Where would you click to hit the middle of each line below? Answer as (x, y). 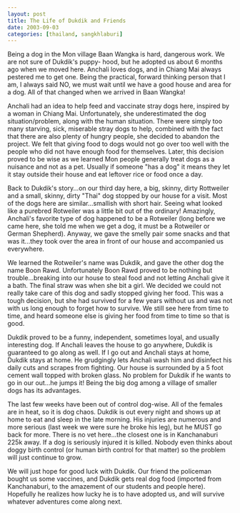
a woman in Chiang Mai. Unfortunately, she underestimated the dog (107, 114)
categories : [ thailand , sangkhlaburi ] (65, 34)
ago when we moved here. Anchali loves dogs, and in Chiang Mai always (115, 69)
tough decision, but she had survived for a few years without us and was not (120, 301)
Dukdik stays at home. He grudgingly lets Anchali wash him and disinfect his (120, 360)
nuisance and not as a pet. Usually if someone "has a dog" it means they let (119, 167)
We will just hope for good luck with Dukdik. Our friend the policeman (110, 472)
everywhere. (26, 249)
